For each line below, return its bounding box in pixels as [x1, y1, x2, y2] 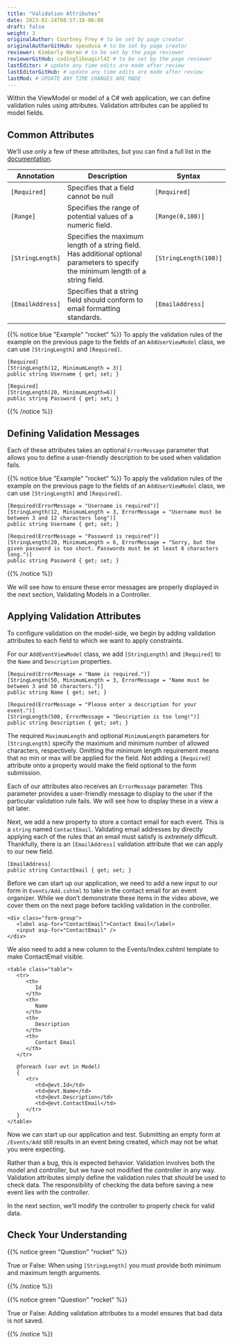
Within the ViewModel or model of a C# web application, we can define [7, 94, 211, 102]
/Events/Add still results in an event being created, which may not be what [7, 1137, 218, 1146]
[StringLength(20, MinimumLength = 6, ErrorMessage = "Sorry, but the [7, 539, 216, 546]
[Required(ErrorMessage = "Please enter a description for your [7, 701, 197, 708]
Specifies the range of [67, 203, 140, 213]
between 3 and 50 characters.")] [7, 682, 104, 689]
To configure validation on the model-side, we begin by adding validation [7, 629, 216, 637]
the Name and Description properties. [7, 657, 112, 665]
